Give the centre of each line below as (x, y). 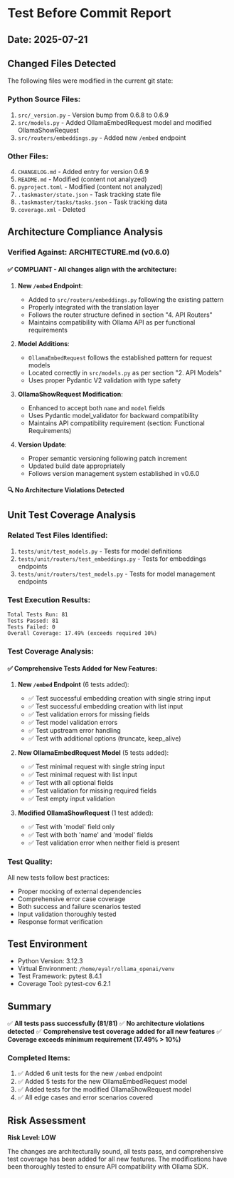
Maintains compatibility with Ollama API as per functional (112, 322)
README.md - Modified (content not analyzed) (82, 179)
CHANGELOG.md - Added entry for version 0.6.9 (83, 171)
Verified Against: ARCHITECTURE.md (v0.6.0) (89, 253)
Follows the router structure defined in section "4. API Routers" (121, 315)
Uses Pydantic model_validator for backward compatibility (113, 415)
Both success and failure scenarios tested (79, 906)
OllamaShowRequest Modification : (70, 394)
